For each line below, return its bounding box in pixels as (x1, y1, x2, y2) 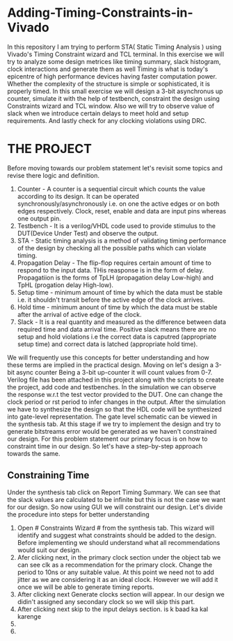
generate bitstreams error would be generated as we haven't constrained (7, 427, 217, 435)
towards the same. (7, 449, 61, 457)
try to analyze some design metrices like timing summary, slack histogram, (7, 57, 221, 65)
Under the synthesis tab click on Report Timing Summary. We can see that (7, 488, 220, 496)
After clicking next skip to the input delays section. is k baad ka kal (17, 605, 209, 613)
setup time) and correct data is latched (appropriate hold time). (17, 339, 198, 348)
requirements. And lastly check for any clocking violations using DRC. (7, 116, 207, 124)
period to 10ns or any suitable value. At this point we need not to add (17, 568, 214, 576)
